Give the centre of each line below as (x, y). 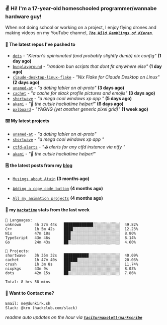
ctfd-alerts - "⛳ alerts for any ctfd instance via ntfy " (69, 147)
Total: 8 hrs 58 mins (28, 282)
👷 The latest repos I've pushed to (40, 44)
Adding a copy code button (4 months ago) (58, 188)
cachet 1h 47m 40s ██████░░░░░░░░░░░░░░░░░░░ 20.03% (72, 260)
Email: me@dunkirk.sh (28, 304)
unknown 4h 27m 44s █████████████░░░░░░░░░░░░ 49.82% (72, 225)
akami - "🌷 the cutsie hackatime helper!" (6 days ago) (68, 104)
